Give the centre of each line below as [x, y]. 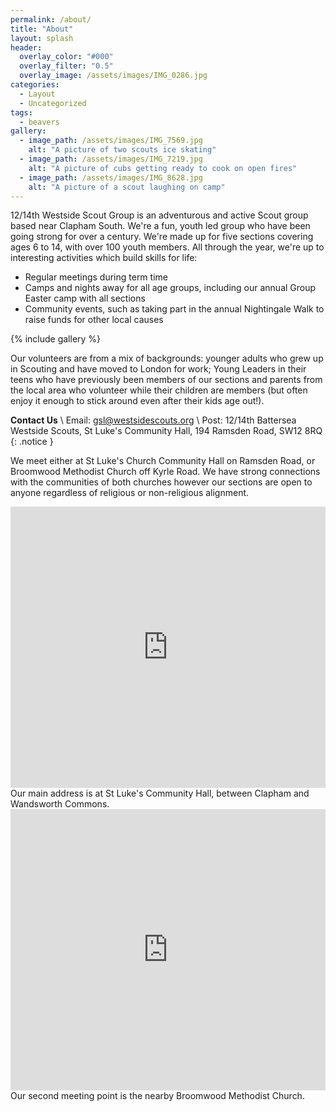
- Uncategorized [53, 103]
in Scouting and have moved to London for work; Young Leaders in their [158, 369]
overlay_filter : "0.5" [66, 66]
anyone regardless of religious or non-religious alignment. [130, 493]
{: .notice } [32, 442]
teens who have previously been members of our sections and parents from [166, 380]
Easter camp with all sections [85, 298]
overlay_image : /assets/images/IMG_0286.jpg [113, 76]
